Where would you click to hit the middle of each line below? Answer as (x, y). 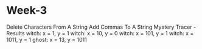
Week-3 (27, 10)
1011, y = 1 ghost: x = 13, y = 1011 (47, 39)
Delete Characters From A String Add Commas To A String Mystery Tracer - (101, 27)
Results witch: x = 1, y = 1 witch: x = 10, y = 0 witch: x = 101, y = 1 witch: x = (100, 33)
